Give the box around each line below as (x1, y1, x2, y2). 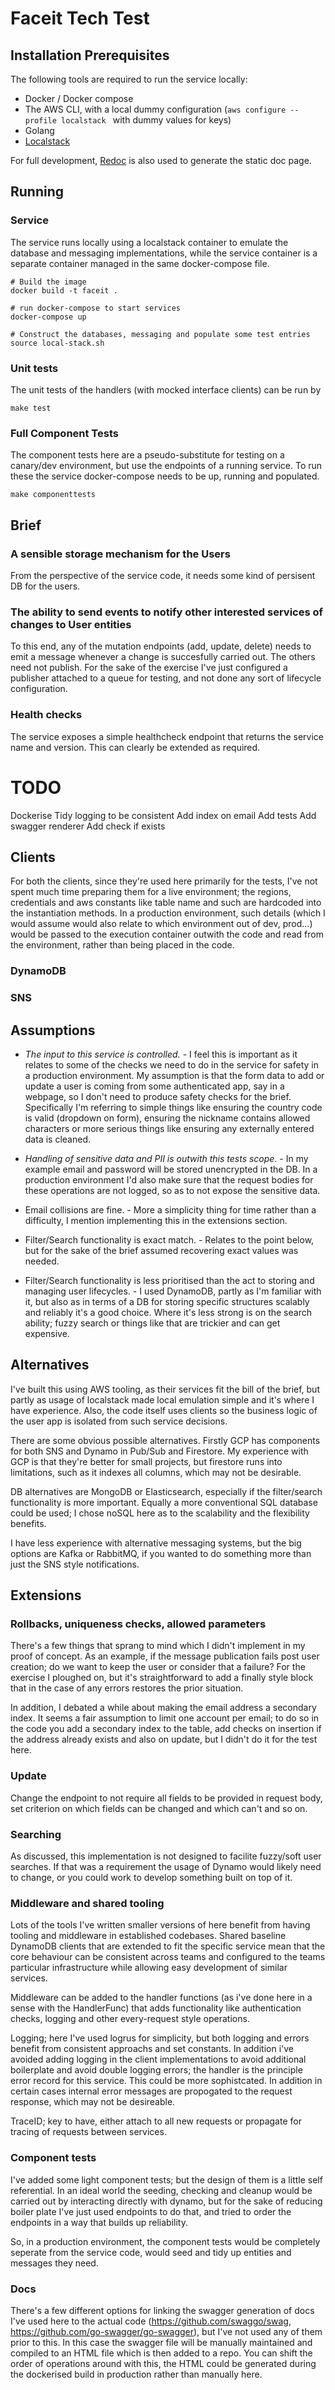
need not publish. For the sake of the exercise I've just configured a (10, 662, 288, 674)
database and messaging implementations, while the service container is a (10, 247, 318, 259)
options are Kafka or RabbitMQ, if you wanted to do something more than (10, 1547, 312, 1559)
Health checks (10, 708, 83, 722)
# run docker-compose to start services (10, 303, 182, 313)
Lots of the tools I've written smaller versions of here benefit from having (10, 1919, 311, 1931)
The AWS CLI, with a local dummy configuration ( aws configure (24, 103, 287, 115)
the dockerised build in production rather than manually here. (10, 2368, 263, 2380)
